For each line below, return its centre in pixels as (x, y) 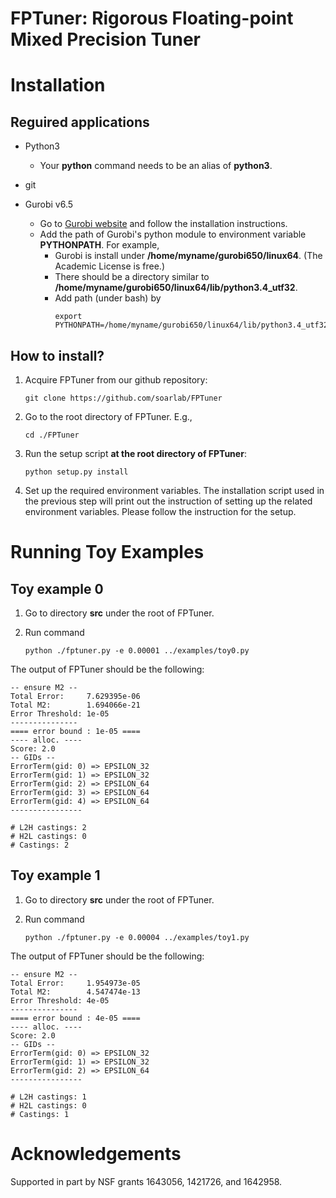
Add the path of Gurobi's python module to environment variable (173, 234)
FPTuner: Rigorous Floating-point (152, 18)
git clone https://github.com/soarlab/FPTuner (123, 398)
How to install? (57, 355)
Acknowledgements (96, 1154)
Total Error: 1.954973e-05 (75, 983)
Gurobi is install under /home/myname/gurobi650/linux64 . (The (188, 256)
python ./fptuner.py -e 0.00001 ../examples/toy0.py (137, 651)
